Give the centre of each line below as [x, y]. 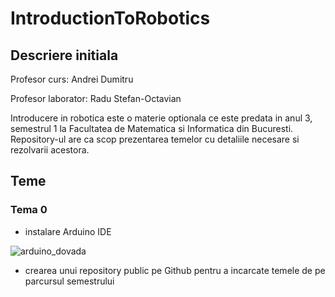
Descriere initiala [64, 55]
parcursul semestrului [69, 281]
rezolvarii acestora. [50, 150]
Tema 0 [29, 210]
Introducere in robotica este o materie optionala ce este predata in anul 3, [161, 118]
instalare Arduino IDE [68, 231]
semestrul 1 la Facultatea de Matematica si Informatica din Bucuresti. [152, 128]
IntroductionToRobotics [110, 18]
